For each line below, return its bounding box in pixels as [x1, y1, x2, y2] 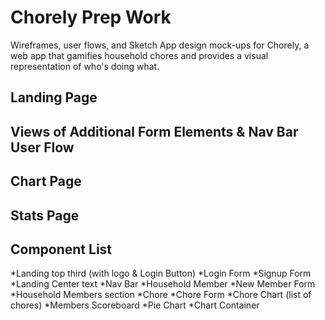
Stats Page [10, 207, 80, 224]
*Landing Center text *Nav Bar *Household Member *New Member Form [10, 278, 316, 290]
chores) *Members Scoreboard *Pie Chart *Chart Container [10, 299, 260, 311]
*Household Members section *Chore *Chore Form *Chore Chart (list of [10, 289, 312, 301]
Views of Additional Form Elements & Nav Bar [10, 123, 299, 140]
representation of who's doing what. [10, 60, 160, 72]
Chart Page [10, 173, 82, 190]
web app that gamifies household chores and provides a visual [10, 49, 269, 61]
